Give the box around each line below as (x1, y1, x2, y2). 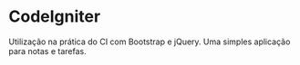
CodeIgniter (8, 6, 101, 27)
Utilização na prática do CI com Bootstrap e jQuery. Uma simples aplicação (8, 36, 291, 47)
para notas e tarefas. (8, 45, 88, 56)
